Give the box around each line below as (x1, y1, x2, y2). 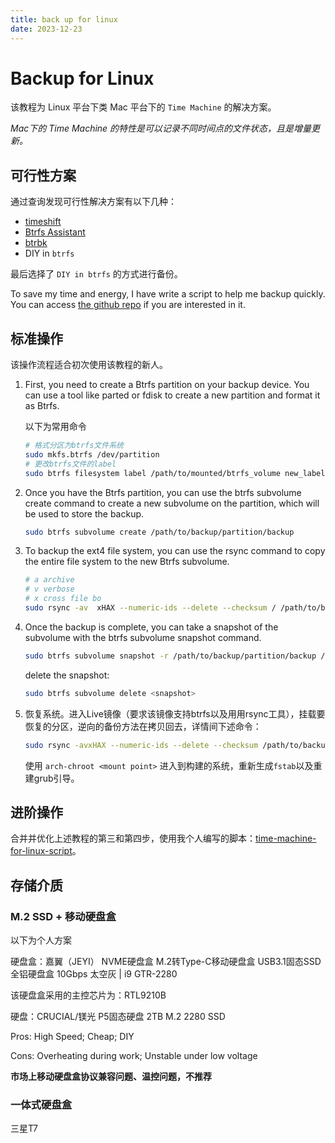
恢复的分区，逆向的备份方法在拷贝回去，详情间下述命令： (24, 720, 262, 732)
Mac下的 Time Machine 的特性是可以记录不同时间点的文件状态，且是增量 (10, 122, 312, 135)
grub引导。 (33, 772, 80, 784)
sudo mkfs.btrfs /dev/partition (24, 449, 160, 460)
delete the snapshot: (24, 669, 110, 681)
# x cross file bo (24, 594, 102, 604)
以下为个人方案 (10, 934, 72, 946)
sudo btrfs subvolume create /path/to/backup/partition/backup (24, 527, 295, 537)
